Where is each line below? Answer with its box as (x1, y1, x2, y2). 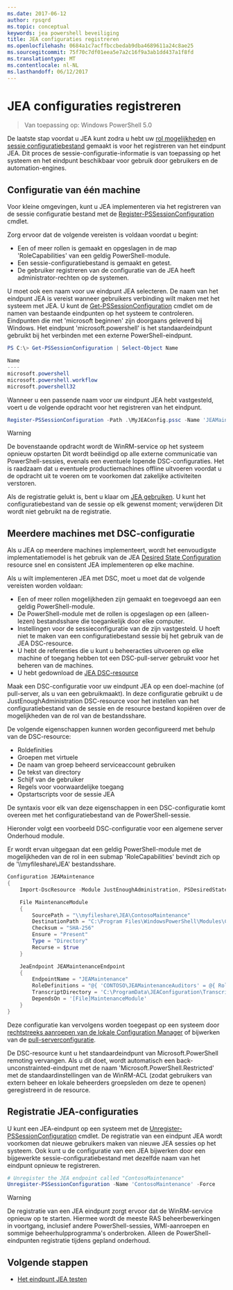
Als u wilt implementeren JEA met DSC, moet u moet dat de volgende (7, 574, 205, 583)
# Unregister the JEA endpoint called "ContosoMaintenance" (7, 1174, 185, 1182)
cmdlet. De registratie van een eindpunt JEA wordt (78, 1132, 223, 1140)
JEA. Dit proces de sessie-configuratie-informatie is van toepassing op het (7, 149, 221, 158)
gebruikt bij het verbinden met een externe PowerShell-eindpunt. (7, 331, 193, 340)
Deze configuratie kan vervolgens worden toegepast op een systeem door (7, 1021, 220, 1029)
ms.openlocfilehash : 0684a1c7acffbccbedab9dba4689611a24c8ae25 (7, 42, 194, 49)
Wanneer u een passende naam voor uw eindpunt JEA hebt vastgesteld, (7, 396, 214, 404)
